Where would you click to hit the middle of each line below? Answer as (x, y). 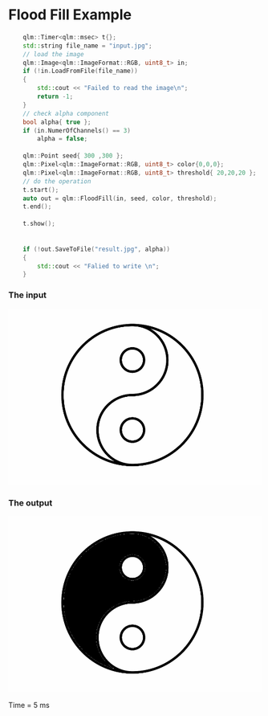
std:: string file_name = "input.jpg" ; (87, 46)
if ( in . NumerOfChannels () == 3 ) (77, 130)
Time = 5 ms (29, 706)
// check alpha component (66, 113)
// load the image (53, 54)
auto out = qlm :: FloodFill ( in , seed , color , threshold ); (120, 198)
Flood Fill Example (70, 15)
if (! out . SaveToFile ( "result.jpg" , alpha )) (97, 249)
